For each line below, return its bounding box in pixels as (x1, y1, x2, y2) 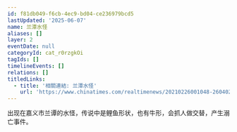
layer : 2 (7, 37, 33, 44)
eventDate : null (7, 43, 55, 50)
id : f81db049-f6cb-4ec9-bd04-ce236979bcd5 (7, 10, 134, 18)
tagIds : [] (7, 56, 39, 63)
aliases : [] (7, 29, 42, 37)
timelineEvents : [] (7, 62, 65, 70)
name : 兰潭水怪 (7, 23, 48, 30)
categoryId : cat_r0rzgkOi (7, 50, 83, 57)
